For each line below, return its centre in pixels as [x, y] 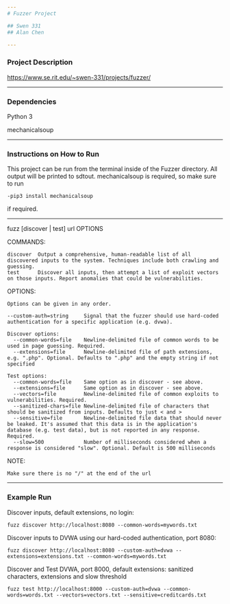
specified [21, 364]
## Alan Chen [26, 32]
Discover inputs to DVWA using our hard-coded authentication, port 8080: [112, 537]
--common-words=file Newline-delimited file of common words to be [116, 340]
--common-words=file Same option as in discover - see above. [108, 382]
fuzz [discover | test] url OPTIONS [55, 229]
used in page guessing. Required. [56, 346]
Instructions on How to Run [53, 154]
